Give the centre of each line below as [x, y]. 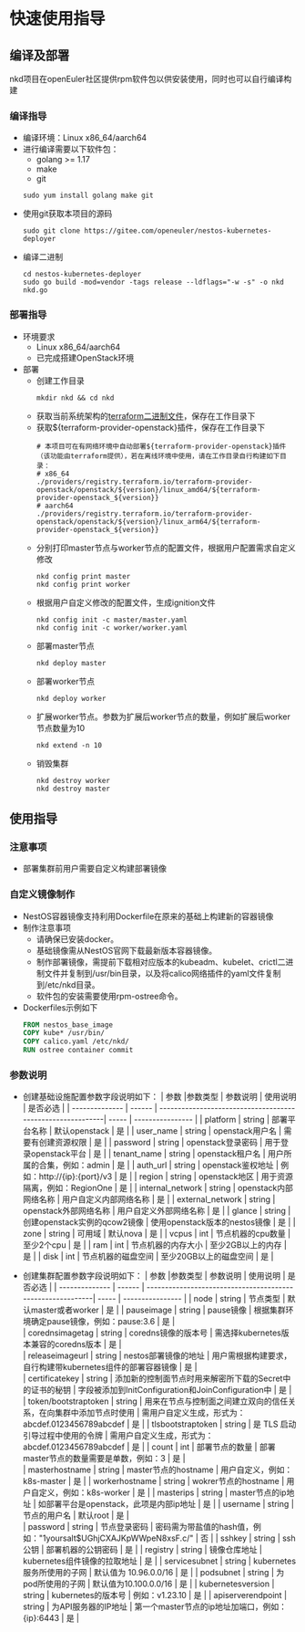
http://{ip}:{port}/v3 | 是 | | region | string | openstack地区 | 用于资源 [166, 1177]
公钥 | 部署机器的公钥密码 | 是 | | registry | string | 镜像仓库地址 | [142, 1550]
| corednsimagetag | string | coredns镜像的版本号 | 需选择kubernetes [152, 1333]
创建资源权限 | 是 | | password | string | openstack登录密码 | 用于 [160, 1143]
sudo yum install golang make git [88, 196]
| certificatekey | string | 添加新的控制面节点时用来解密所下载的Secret [152, 1378]
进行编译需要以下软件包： [71, 149]
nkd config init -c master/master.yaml [112, 620]
